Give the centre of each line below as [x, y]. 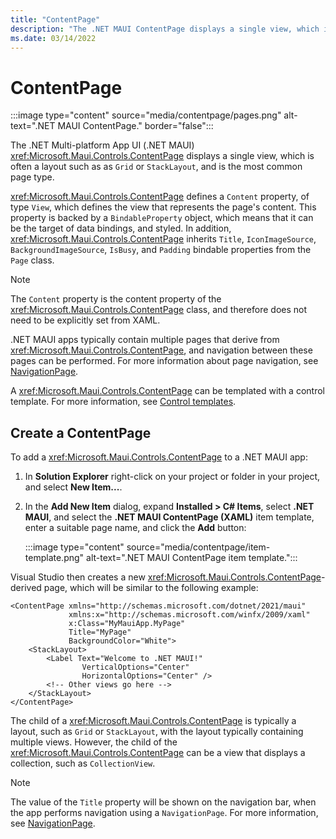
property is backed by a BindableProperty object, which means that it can [162, 218]
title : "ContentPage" [55, 19]
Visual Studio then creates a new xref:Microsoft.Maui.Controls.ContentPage [166, 577]
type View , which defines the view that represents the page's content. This [163, 207]
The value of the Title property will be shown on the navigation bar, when [163, 802]
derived [26, 588]
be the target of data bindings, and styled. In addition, [121, 228]
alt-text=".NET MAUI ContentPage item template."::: [192, 558]
